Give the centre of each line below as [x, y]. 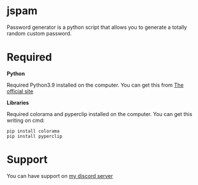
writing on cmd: [26, 120]
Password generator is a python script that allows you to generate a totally [97, 27]
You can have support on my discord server [60, 176]
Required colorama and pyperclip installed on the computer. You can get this [100, 114]
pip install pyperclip [34, 136]
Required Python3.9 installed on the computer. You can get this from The [95, 85]
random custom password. [39, 33]
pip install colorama [33, 131]
